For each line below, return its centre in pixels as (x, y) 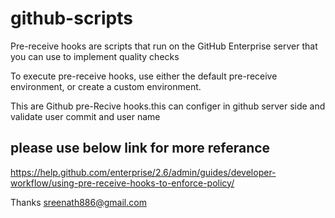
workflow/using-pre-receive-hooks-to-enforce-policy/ (122, 183)
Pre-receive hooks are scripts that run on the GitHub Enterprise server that (164, 46)
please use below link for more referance (140, 148)
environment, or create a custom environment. (106, 86)
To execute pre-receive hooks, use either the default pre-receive (144, 76)
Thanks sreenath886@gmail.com (78, 202)
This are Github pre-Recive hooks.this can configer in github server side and (168, 106)
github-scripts (71, 18)
